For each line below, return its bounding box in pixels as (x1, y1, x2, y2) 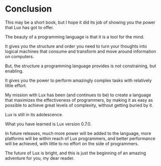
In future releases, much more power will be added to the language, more (5, 130, 151, 136)
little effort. (5, 82, 27, 88)
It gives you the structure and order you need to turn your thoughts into (5, 43, 147, 49)
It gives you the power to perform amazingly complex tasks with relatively (5, 77, 152, 83)
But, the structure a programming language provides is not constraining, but (5, 63, 156, 69)
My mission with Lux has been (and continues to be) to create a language (5, 92, 151, 98)
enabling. (5, 68, 24, 74)
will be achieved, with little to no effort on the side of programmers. (5, 140, 139, 146)
